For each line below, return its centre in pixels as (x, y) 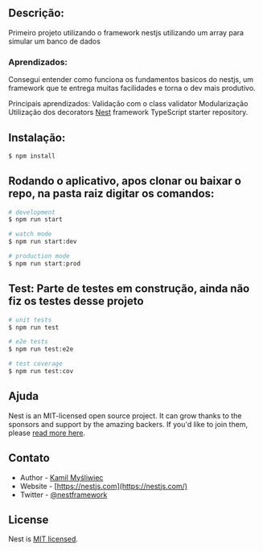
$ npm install (32, 156)
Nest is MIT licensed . (43, 539)
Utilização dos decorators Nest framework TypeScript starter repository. (128, 113)
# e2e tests (28, 342)
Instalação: (37, 137)
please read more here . (47, 433)
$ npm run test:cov (41, 372)
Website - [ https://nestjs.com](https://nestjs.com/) (103, 486)
